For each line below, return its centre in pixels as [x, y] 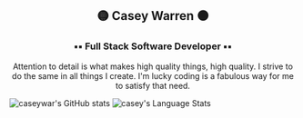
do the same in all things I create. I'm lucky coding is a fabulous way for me [153, 75]
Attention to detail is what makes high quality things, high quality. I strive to [153, 66]
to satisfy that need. [153, 85]
